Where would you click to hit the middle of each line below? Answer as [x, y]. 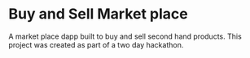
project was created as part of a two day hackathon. [96, 44]
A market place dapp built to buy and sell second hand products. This [125, 36]
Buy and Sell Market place [99, 14]
